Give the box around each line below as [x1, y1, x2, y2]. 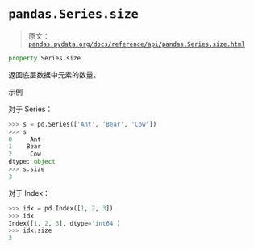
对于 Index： [8, 188, 51, 197]
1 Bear [8, 143, 42, 151]
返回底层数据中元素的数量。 [8, 69, 101, 79]
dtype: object [8, 158, 56, 166]
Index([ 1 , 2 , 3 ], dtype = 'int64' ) [8, 219, 121, 227]
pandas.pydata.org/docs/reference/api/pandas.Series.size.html [27, 39, 246, 48]
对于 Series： [8, 104, 53, 114]
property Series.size [8, 54, 81, 62]
